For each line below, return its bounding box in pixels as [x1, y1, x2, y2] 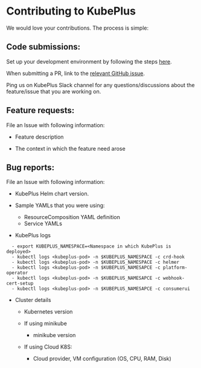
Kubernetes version [24, 308, 73, 315]
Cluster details [14, 297, 51, 304]
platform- [162, 264, 188, 271]
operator [6, 270, 28, 276]
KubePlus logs [14, 232, 51, 239]
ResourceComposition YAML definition [24, 214, 121, 221]
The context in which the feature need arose [14, 145, 126, 152]
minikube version [33, 332, 76, 339]
